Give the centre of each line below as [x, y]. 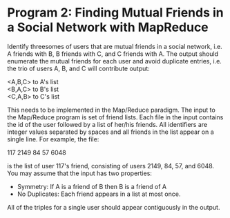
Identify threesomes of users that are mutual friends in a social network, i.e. [115, 46]
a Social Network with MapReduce [108, 27]
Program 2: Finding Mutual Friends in [116, 13]
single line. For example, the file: [53, 139]
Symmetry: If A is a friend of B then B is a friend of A [92, 186]
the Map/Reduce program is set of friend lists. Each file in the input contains [115, 117]
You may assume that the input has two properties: [79, 173]
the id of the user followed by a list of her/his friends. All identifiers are [107, 124]
